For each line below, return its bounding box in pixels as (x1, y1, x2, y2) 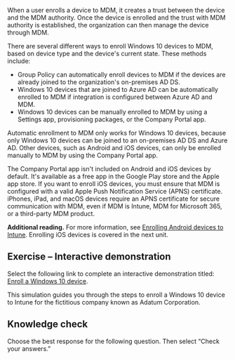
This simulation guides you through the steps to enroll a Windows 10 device (7, 291, 226, 299)
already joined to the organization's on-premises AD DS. (17, 78, 181, 86)
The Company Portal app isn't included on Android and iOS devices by (7, 165, 212, 173)
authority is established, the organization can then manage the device (7, 21, 209, 29)
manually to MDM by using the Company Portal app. (7, 151, 159, 159)
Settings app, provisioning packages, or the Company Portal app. (17, 115, 207, 124)
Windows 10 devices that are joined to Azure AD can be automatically (17, 86, 219, 93)
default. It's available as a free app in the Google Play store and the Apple (7, 172, 220, 180)
